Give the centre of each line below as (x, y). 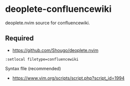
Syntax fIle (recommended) (33, 68)
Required (19, 38)
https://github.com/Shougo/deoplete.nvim (55, 50)
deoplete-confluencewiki (58, 9)
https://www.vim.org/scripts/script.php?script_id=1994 (68, 78)
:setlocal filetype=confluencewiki (42, 59)
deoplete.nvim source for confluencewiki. (48, 23)
